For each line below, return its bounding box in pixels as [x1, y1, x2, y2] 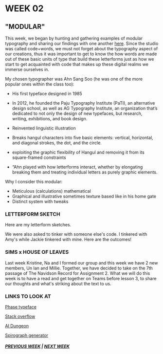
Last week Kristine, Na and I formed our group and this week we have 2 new [5, 260, 158, 265]
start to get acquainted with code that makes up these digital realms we [5, 62, 148, 67]
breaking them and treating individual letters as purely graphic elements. [12, 169, 158, 175]
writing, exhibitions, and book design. [12, 116, 88, 121]
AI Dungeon [5, 323, 29, 329]
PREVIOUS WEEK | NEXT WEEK [5, 343, 70, 350]
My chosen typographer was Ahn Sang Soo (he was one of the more [5, 76, 143, 82]
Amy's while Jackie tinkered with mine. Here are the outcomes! [5, 237, 131, 243]
